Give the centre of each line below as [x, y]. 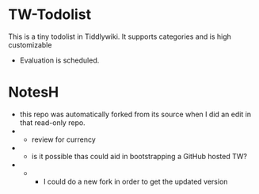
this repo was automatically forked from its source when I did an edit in [135, 114]
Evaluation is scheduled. [59, 60]
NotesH [34, 92]
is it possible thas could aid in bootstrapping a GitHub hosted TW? [139, 156]
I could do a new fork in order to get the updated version [135, 181]
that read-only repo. [52, 122]
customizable [30, 44]
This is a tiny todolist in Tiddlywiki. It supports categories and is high [120, 36]
